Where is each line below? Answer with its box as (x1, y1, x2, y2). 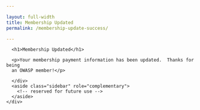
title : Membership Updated (6, 19, 74, 26)
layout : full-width (6, 14, 55, 20)
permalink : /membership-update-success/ (6, 25, 109, 31)
